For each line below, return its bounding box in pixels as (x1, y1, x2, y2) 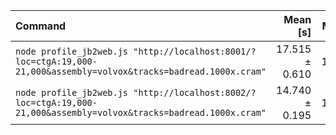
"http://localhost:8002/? (133, 87, 257, 98)
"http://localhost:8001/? (133, 46, 257, 57)
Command (15, 19, 67, 33)
